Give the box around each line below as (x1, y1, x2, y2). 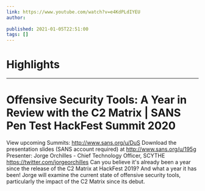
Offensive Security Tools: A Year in (6, 93, 187, 107)
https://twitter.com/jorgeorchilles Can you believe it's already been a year (6, 159, 191, 165)
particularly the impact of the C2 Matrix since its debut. (6, 178, 145, 185)
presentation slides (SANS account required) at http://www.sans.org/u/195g (6, 145, 196, 153)
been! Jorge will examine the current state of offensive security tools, (6, 172, 181, 178)
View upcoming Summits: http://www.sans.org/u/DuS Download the (6, 139, 177, 146)
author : (6, 15, 26, 21)
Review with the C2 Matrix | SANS (6, 106, 181, 120)
